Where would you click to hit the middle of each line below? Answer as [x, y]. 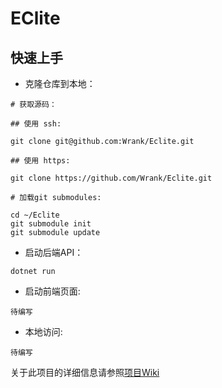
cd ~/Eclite [35, 215]
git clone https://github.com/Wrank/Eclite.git [111, 178]
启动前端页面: [52, 291]
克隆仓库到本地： [60, 83]
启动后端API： [54, 252]
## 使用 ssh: [36, 124]
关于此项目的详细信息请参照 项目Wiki [85, 372]
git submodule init [51, 224]
